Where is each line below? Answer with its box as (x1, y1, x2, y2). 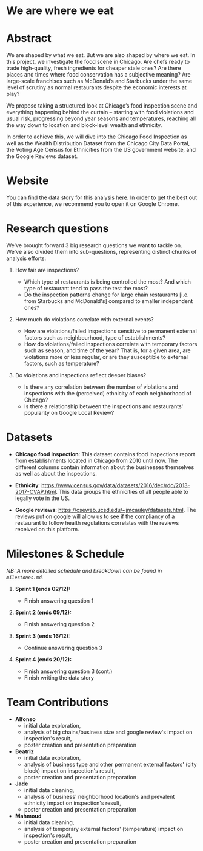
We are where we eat (6, 4, 114, 18)
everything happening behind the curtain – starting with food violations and (6, 109, 194, 116)
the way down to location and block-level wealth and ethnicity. (6, 121, 162, 129)
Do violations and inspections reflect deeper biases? (15, 372, 147, 378)
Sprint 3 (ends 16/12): (15, 632, 71, 640)
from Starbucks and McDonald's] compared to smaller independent (24, 298, 193, 304)
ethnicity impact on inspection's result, (24, 799, 121, 807)
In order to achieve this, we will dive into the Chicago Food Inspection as (6, 133, 187, 140)
